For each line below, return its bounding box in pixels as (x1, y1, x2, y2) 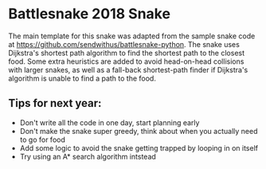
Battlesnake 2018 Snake (8, 5, 171, 23)
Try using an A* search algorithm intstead (19, 151, 157, 161)
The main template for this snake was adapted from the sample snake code (8, 31, 256, 41)
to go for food (19, 135, 65, 144)
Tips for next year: (8, 96, 102, 110)
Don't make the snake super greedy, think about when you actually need (19, 126, 258, 136)
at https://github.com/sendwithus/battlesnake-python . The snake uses (8, 39, 241, 49)
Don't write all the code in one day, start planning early (19, 117, 200, 128)
